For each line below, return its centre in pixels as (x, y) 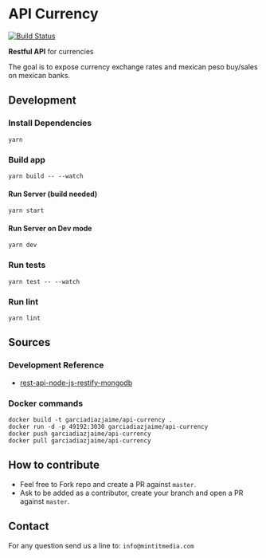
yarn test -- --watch (44, 281)
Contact (29, 527)
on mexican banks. (39, 75)
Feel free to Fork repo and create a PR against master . (108, 484)
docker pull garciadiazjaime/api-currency (80, 440)
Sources (29, 342)
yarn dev (23, 245)
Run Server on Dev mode (50, 228)
